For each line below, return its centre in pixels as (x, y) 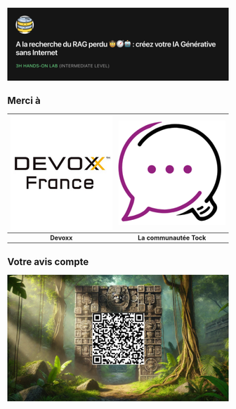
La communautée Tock (172, 238)
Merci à (24, 100)
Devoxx (61, 238)
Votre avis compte (48, 262)
